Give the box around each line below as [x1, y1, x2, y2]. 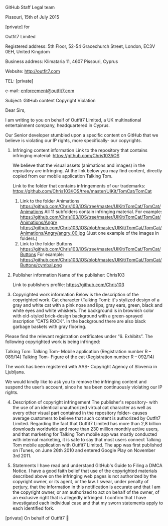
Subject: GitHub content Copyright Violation [5, 98, 96, 103]
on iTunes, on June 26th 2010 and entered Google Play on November [12, 447, 155, 453]
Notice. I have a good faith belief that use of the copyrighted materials [12, 468, 157, 474]
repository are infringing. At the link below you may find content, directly [12, 168, 162, 173]
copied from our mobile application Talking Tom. [12, 173, 113, 179]
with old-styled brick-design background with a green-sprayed [12, 313, 143, 319]
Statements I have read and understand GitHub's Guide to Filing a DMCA [12, 463, 163, 468]
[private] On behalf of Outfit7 [5, 515, 65, 521]
